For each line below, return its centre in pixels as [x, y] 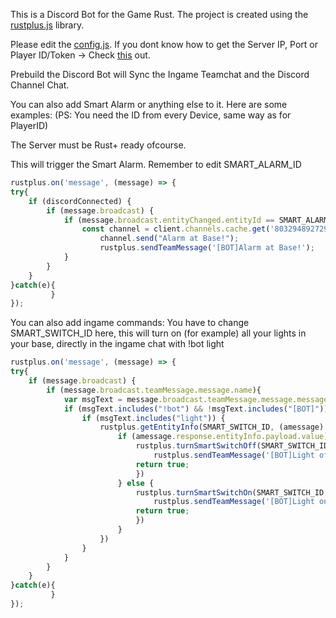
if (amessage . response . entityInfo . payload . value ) [223, 437]
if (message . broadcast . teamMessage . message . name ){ [154, 390]
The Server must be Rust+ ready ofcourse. [98, 145]
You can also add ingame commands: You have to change [130, 323]
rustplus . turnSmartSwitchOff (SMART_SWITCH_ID [232, 446]
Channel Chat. [40, 85]
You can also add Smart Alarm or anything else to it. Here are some [149, 104]
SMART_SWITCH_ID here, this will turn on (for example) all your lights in [158, 333]
